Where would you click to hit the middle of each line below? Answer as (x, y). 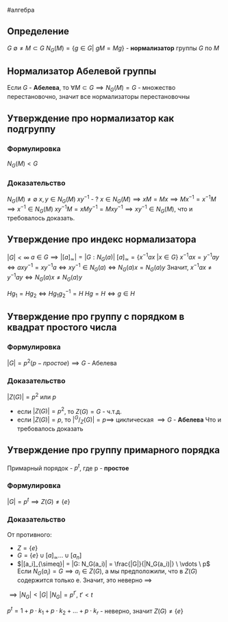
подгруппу (31, 129)
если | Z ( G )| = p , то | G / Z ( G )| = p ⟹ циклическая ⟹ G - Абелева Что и (119, 420)
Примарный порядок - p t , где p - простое (68, 468)
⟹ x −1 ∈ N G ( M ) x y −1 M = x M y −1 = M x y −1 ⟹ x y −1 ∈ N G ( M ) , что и (100, 209)
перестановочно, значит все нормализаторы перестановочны (99, 97)
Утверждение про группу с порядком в (96, 316)
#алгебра (21, 10)
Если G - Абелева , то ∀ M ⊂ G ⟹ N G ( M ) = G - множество (91, 89)
